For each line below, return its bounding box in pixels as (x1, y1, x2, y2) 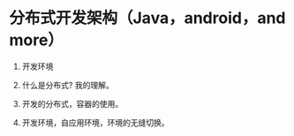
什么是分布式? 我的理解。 (21, 79, 114, 90)
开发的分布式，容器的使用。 (21, 98, 124, 109)
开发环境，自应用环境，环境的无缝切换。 (21, 117, 170, 128)
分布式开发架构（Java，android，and (9, 8, 286, 28)
